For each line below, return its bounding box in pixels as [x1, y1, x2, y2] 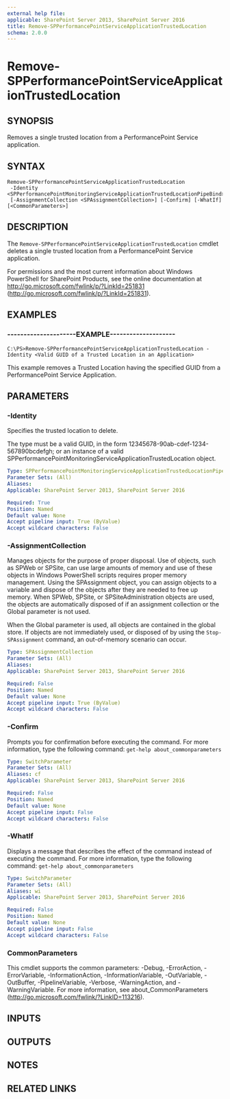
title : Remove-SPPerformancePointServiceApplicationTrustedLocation [7, 23, 207, 29]
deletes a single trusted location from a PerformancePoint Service [7, 246, 193, 255]
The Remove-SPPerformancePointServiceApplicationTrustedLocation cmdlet [7, 239, 219, 248]
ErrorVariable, [7, 971, 47, 979]
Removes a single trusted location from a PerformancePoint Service [7, 133, 199, 141]
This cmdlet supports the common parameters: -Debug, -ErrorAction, [7, 963, 203, 971]
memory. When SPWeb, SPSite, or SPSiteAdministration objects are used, [7, 593, 214, 601]
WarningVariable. [7, 985, 56, 993]
